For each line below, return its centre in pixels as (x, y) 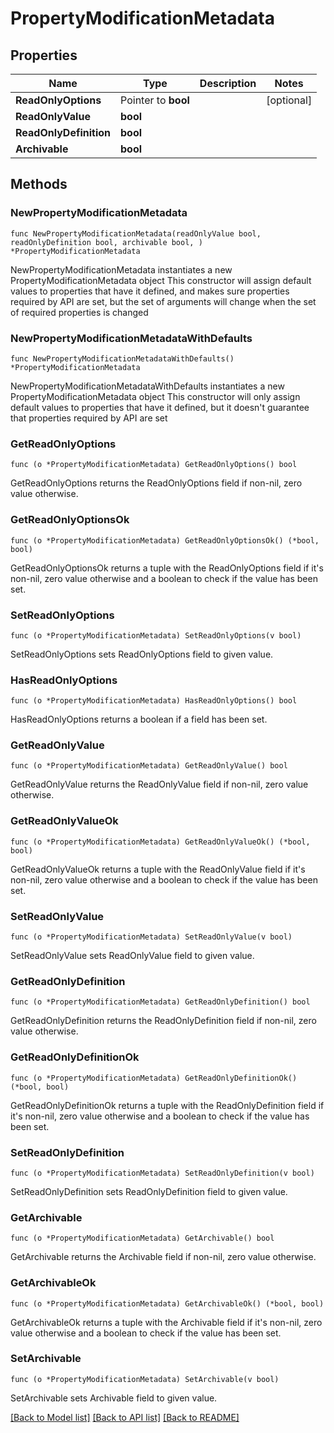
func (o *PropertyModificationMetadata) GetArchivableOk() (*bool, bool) (167, 1303)
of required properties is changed (79, 312)
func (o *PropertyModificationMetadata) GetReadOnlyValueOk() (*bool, (160, 842)
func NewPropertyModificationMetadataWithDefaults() (122, 358)
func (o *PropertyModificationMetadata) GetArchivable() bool (142, 1238)
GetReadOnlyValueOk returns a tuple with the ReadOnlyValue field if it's (158, 869)
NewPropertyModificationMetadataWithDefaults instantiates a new (147, 386)
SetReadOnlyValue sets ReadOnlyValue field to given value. (132, 956)
